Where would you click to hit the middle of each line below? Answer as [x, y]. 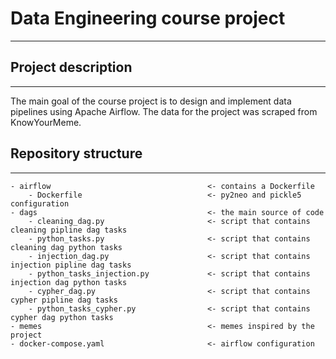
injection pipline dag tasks [71, 265]
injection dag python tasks [69, 282]
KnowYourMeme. [46, 122]
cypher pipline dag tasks [64, 300]
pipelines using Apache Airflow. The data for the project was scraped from [164, 111]
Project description [71, 67]
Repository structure [76, 153]
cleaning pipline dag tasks [69, 230]
